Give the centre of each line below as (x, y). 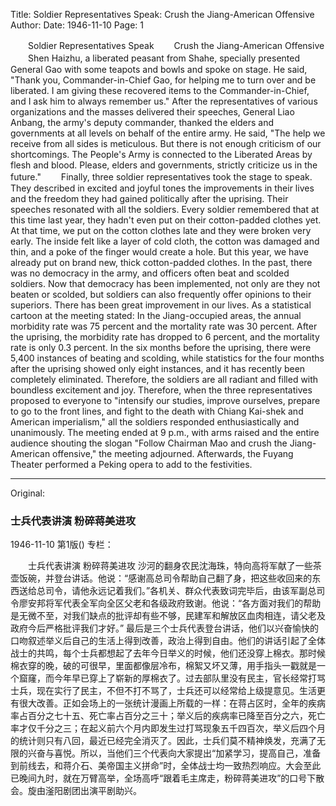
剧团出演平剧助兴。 (102, 791)
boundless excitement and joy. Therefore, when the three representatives (161, 390)
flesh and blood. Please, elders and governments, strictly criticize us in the (164, 165)
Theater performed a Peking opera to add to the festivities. (131, 464)
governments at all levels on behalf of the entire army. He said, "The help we (168, 133)
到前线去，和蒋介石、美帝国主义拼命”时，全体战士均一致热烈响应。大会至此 (166, 766)
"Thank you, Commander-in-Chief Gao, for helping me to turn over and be (163, 80)
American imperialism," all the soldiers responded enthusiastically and (155, 422)
